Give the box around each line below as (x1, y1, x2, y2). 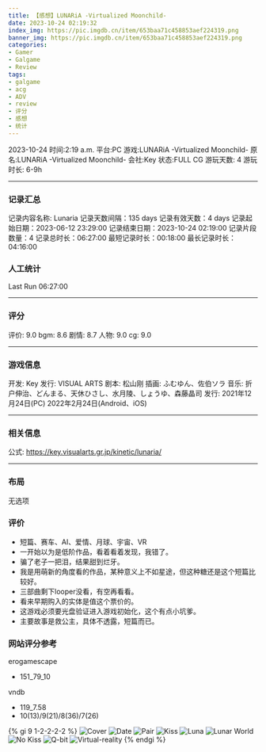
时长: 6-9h (8, 164, 43, 174)
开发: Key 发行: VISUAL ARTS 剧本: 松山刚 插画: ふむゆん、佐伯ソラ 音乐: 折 (8, 378, 253, 388)
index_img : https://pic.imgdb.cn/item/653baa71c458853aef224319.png (8, 26, 239, 34)
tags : (8, 71, 26, 78)
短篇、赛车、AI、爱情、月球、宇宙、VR (19, 536, 147, 547)
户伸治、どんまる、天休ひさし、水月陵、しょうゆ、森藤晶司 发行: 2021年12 (8, 388, 252, 398)
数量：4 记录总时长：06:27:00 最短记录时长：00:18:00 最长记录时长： (8, 233, 236, 242)
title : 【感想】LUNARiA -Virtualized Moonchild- (8, 11, 167, 20)
